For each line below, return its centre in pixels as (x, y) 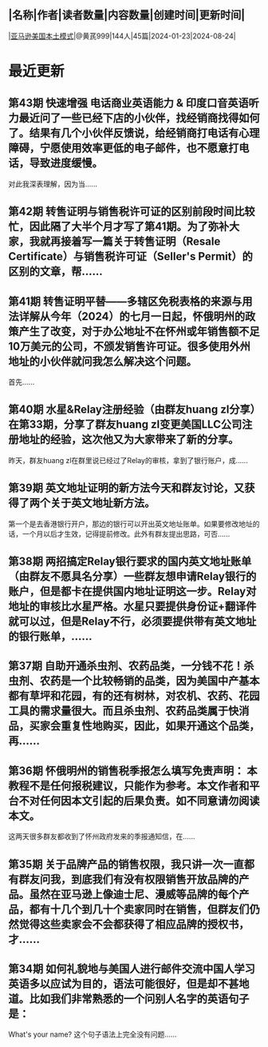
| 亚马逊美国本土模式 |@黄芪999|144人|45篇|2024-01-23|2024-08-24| (122, 36)
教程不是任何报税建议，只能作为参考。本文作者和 (129, 786)
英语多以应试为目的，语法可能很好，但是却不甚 (124, 984)
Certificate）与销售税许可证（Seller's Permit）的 (130, 256)
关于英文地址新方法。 (102, 503)
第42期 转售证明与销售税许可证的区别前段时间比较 (132, 212)
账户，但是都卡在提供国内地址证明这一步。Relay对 (132, 591)
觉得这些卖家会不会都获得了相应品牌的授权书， (134, 924)
